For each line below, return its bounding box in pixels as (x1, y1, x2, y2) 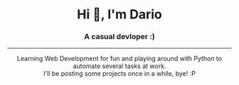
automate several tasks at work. (73, 62, 166, 70)
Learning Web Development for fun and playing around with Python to (16, 55, 223, 63)
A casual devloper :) (84, 32, 155, 42)
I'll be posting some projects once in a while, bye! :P (43, 69, 196, 78)
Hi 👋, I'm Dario (77, 6, 162, 23)
